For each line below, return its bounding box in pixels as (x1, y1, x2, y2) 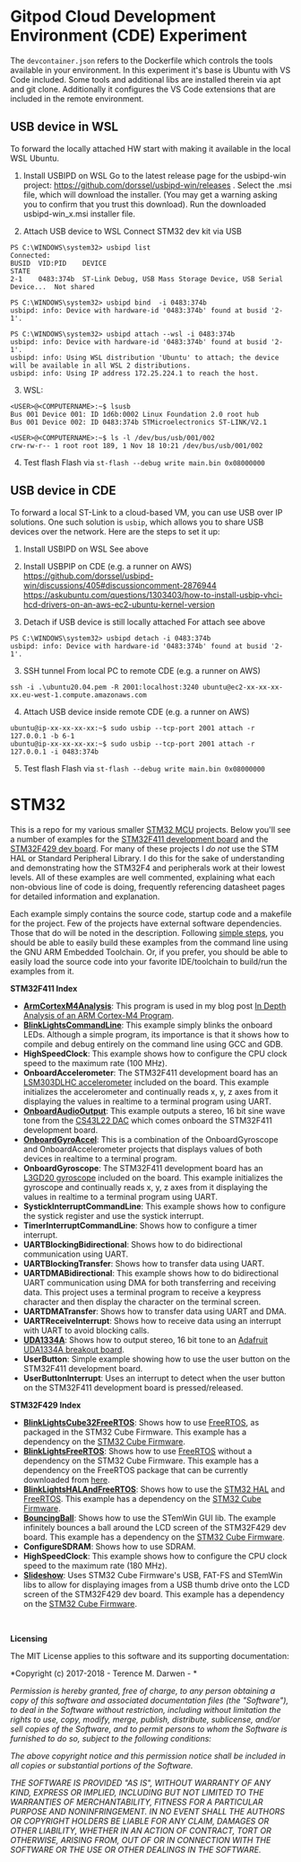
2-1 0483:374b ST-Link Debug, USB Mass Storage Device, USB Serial (10, 274, 283, 284)
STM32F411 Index (10, 983, 78, 993)
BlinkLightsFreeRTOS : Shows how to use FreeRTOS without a (22, 1445, 253, 1456)
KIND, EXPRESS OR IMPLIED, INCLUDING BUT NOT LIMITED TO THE (10, 1787, 264, 1797)
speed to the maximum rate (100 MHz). (22, 1057, 168, 1068)
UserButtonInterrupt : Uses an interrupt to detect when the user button (22, 1372, 286, 1383)
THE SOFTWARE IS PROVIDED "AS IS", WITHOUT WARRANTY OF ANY (10, 1777, 271, 1788)
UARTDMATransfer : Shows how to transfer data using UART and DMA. (22, 1305, 288, 1317)
